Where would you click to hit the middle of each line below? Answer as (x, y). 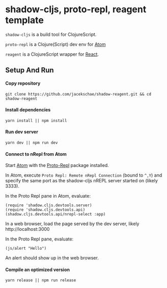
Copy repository (23, 83)
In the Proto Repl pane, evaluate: (39, 239)
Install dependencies (28, 110)
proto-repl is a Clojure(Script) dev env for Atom (55, 44)
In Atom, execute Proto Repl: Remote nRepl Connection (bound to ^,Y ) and (84, 175)
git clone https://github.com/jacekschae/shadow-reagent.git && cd (78, 94)
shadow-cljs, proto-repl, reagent (76, 9)
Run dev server (22, 132)
